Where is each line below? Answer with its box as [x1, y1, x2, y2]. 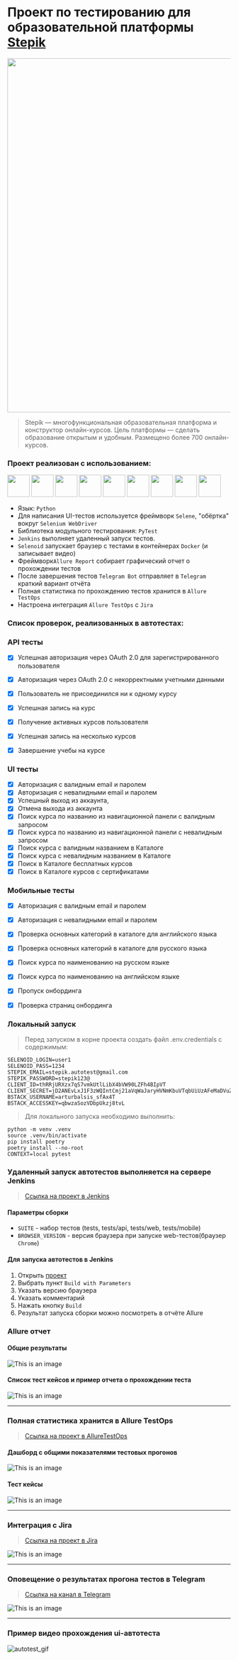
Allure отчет [7, 1326, 51, 1336]
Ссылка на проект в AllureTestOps [24, 1432, 127, 1440]
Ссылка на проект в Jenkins [24, 1192, 110, 1200]
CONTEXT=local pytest [7, 1150, 72, 1158]
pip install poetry [7, 1138, 65, 1145]
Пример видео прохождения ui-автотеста [7, 1628, 161, 1638]
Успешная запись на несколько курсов [17, 732, 137, 740]
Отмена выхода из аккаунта [17, 805, 103, 813]
